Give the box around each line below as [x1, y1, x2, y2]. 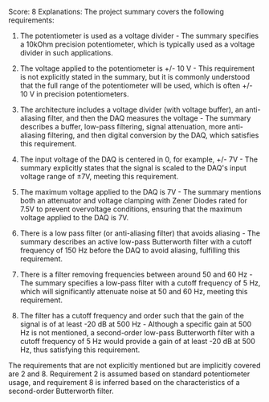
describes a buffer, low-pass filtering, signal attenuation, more [19, 122, 226, 131]
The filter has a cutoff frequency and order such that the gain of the [19, 311, 245, 320]
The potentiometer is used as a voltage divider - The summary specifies [19, 31, 259, 40]
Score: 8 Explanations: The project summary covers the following [8, 7, 225, 16]
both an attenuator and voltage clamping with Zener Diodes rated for [19, 196, 247, 205]
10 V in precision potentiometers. [19, 89, 129, 99]
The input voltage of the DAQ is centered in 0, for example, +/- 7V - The [19, 154, 259, 164]
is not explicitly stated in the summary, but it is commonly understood [19, 72, 251, 81]
